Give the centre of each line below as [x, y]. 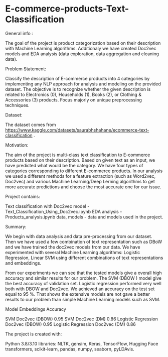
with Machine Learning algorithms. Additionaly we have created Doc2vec [81, 48]
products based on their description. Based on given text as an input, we [80, 160]
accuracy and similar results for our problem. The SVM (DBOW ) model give [83, 278]
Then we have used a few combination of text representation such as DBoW [84, 242]
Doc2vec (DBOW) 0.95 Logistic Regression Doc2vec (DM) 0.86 [71, 324]
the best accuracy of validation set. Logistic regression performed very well [83, 283]
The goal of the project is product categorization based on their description [83, 43]
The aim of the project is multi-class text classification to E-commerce [78, 155]
